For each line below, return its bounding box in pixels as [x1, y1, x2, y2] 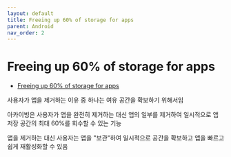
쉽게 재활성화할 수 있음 [7, 143, 68, 151]
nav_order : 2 [7, 29, 45, 36]
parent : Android [7, 23, 54, 30]
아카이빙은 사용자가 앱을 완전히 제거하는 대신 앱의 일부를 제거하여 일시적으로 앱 [7, 111, 219, 119]
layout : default [7, 10, 54, 17]
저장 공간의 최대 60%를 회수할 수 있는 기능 [7, 119, 122, 127]
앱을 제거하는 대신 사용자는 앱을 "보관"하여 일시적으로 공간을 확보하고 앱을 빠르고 [7, 134, 225, 142]
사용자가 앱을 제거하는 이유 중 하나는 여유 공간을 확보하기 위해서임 [7, 96, 184, 104]
